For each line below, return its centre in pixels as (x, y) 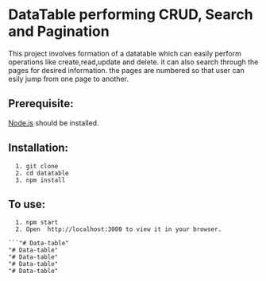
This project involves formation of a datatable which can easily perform (125, 53)
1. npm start (37, 223)
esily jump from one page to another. (69, 79)
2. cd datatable (42, 173)
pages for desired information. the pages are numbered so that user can (126, 70)
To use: (27, 204)
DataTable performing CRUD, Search (131, 15)
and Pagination (59, 31)
